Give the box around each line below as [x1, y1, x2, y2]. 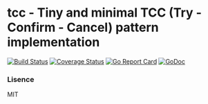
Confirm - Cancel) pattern [7, 19, 159, 35]
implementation [7, 35, 100, 50]
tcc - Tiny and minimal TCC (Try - [7, 5, 202, 21]
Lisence [7, 74, 35, 84]
